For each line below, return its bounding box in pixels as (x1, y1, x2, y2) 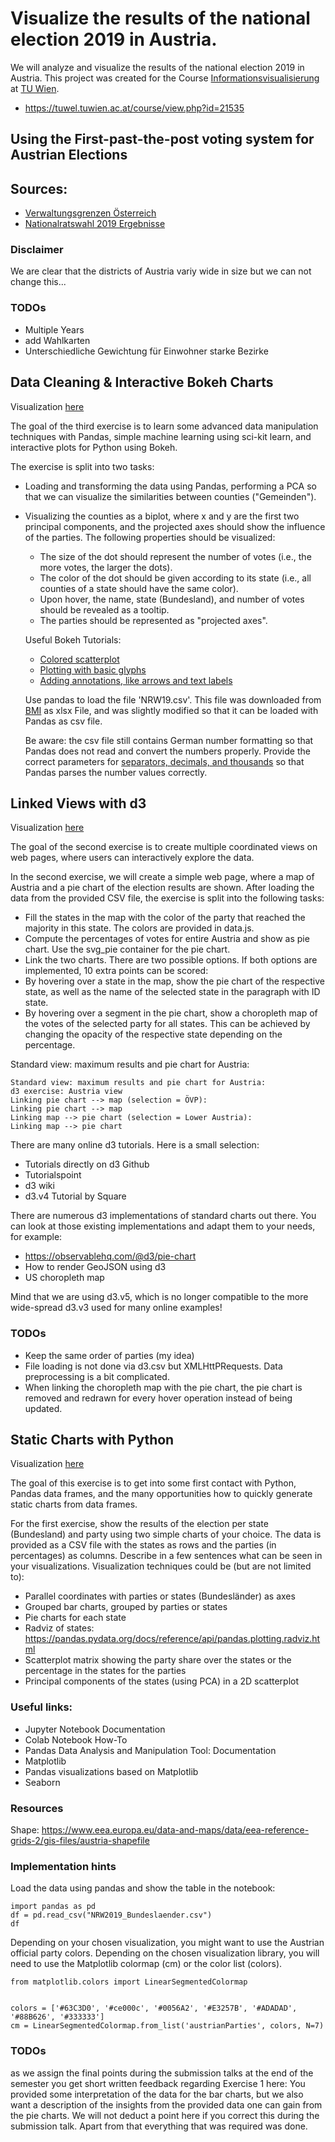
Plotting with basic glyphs (39, 663, 147, 676)
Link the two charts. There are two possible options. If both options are (24, 954, 318, 966)
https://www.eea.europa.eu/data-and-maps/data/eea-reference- (41, 1824, 310, 1836)
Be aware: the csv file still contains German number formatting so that (24, 734, 314, 746)
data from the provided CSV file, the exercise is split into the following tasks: (10, 892, 325, 904)
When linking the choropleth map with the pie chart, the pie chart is (24, 1381, 303, 1393)
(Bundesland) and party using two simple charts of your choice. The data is (10, 1528, 322, 1541)
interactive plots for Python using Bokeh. (10, 441, 178, 453)
